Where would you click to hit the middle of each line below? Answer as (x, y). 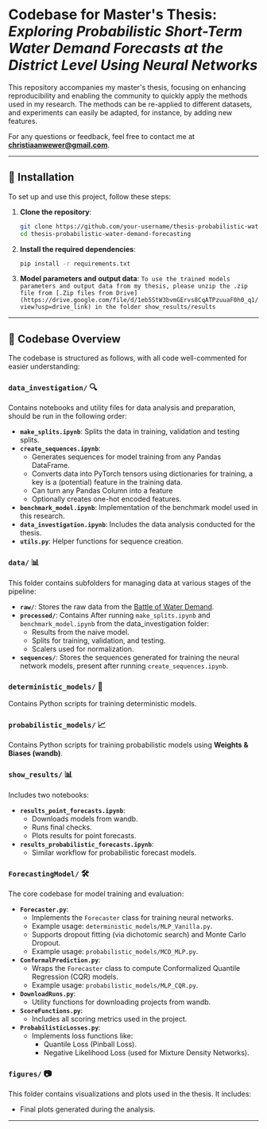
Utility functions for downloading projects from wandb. (121, 1002)
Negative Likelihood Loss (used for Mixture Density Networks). (146, 1052)
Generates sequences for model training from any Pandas (126, 457)
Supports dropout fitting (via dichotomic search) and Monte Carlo (139, 934)
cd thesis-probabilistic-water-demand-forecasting (105, 234)
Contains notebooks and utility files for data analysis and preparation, (122, 408)
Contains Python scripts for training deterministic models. (103, 704)
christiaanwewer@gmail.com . (59, 145)
